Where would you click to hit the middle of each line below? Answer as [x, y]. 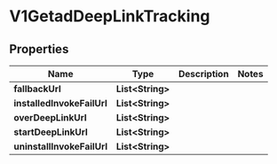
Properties [39, 49]
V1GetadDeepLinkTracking [110, 16]
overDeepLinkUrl [50, 117]
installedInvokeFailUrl [61, 103]
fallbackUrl [38, 89]
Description [203, 74]
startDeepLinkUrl [51, 132]
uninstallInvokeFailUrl [61, 146]
